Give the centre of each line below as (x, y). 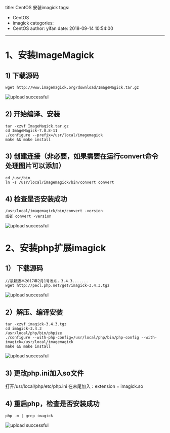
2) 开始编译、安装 (33, 114)
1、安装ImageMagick (50, 55)
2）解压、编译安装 (34, 312)
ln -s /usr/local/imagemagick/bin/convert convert (60, 182)
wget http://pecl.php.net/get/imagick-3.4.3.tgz (57, 286)
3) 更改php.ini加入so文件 (45, 373)
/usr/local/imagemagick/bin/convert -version (54, 211)
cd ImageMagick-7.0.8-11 (31, 130)
